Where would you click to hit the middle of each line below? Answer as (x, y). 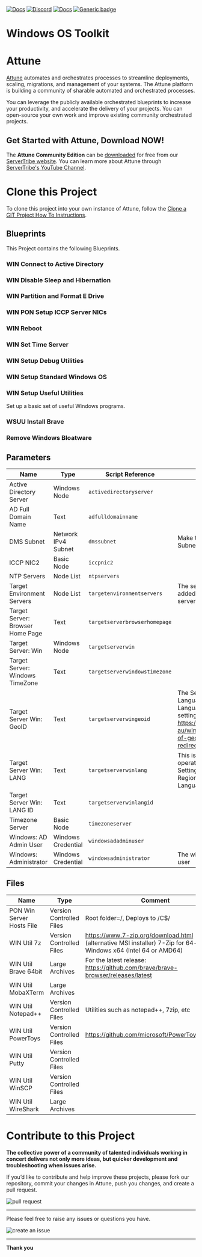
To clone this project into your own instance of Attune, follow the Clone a (96, 208)
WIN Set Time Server (38, 345)
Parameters (29, 457)
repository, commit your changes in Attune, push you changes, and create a (100, 1183)
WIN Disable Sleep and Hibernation (59, 280)
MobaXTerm (26, 992)
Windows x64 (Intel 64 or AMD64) (134, 950)
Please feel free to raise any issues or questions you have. (78, 1218)
